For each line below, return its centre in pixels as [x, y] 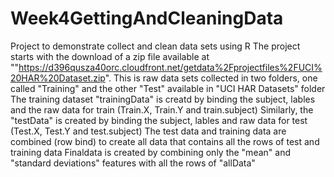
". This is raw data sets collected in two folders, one [211, 78]
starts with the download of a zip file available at [110, 56]
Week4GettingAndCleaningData [147, 18]
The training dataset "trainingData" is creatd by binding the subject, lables [163, 99]
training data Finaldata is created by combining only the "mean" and [150, 152]
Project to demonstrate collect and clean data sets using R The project [155, 46]
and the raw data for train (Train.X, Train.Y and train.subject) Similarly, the [162, 109]
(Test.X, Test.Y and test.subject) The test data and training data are [148, 131]
